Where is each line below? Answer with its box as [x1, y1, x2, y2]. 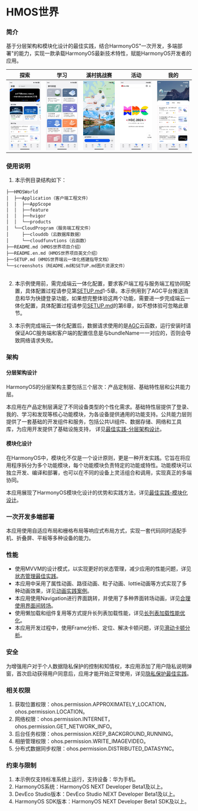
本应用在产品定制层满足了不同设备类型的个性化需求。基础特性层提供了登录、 [6, 403, 192, 410]
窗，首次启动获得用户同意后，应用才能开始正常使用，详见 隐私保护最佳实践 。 [6, 670, 192, 677]
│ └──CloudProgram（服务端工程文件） [6, 225, 93, 231]
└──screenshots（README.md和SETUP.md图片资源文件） [6, 263, 128, 269]
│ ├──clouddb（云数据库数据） [6, 232, 84, 238]
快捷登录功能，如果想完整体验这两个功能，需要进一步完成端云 [35, 295, 186, 302]
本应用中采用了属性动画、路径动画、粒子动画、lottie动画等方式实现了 [14, 580, 182, 587]
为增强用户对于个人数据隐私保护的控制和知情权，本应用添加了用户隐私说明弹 [6, 663, 192, 670]
